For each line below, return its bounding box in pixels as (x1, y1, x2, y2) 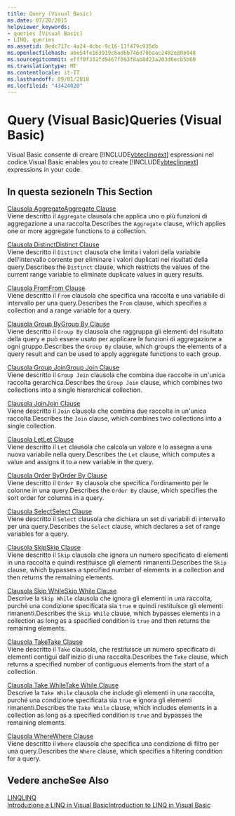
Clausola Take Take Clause (7, 638, 83, 646)
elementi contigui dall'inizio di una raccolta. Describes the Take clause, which (7, 652, 229, 661)
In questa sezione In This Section (7, 185, 153, 197)
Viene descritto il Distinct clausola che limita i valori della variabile (7, 248, 201, 256)
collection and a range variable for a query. (7, 306, 132, 315)
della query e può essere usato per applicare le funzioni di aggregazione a (7, 335, 222, 343)
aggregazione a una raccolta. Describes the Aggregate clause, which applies (7, 219, 226, 228)
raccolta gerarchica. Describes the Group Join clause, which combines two (7, 379, 223, 386)
